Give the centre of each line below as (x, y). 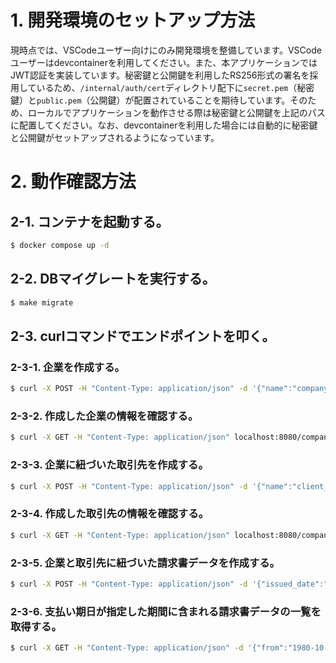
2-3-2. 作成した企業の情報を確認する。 (104, 416)
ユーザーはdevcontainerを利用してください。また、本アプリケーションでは (164, 62)
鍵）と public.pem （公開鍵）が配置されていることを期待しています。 (150, 100)
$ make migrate (42, 302)
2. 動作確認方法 (73, 182)
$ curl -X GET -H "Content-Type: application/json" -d (127, 648)
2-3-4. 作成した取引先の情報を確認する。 (110, 514)
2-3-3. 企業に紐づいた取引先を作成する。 (109, 465)
